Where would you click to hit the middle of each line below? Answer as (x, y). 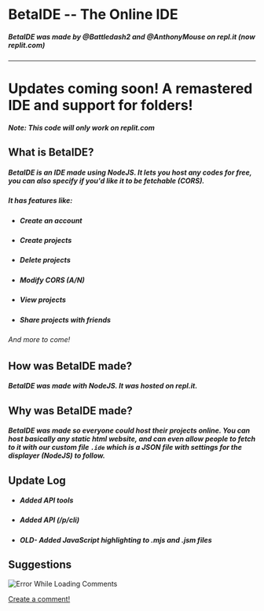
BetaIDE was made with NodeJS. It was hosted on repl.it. (103, 386)
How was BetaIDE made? (70, 366)
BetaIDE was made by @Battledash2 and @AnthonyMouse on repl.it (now (132, 36)
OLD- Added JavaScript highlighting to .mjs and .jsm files (115, 539)
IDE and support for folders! (101, 106)
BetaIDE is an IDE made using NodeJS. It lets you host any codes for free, (130, 172)
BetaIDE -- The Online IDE (93, 15)
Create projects (46, 241)
